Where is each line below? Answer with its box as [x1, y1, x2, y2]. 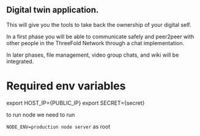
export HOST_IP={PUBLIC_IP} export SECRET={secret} [6, 99, 145, 106]
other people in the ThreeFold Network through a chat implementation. [6, 39, 185, 46]
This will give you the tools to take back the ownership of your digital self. [6, 21, 191, 28]
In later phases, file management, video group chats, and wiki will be [6, 51, 179, 59]
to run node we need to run [6, 111, 75, 118]
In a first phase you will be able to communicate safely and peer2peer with [6, 33, 194, 40]
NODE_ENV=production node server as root [6, 123, 111, 130]
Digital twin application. [6, 5, 99, 15]
